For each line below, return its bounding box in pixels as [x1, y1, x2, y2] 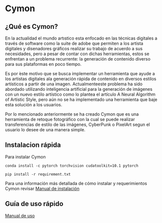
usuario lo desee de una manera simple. [5, 127, 85, 132]
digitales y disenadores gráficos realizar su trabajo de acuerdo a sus [5, 46, 143, 51]
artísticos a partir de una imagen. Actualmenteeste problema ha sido [5, 81, 143, 87]
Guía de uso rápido [5, 200, 63, 208]
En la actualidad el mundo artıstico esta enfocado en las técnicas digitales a [5, 35, 158, 41]
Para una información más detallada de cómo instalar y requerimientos [5, 180, 147, 186]
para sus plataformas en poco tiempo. [5, 61, 82, 67]
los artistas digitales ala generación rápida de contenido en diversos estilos [5, 76, 157, 81]
